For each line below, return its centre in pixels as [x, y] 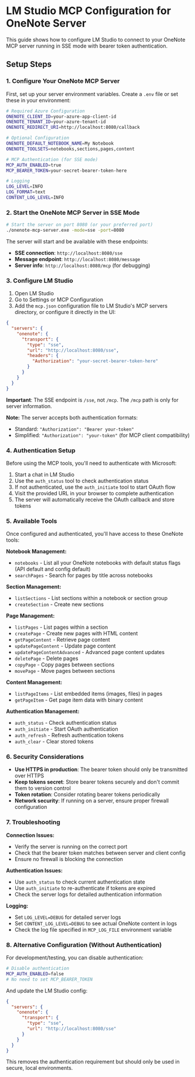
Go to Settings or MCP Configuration [59, 300]
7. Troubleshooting [33, 822]
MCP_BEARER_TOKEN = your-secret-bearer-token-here [66, 171]
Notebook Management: [36, 552]
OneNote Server [46, 23]
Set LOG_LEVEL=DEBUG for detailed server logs [68, 917]
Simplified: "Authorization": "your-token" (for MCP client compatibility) [102, 435]
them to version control [43, 788]
